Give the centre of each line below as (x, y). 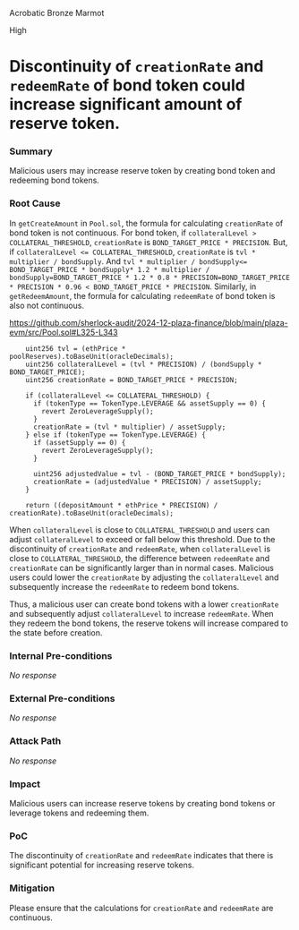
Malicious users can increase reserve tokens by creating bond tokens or (142, 803)
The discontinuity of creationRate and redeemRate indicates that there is (141, 856)
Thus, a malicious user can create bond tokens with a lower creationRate (144, 604)
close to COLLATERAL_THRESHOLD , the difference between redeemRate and (140, 558)
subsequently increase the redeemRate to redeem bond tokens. (124, 586)
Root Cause (35, 203)
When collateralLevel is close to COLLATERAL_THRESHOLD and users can (140, 529)
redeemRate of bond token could (128, 85)
